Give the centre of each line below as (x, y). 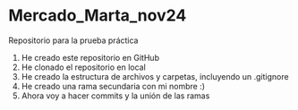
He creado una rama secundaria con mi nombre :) (113, 86)
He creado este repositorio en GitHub (90, 57)
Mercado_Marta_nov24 (98, 16)
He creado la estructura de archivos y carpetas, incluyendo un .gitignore (155, 76)
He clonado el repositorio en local (84, 67)
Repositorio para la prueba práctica (73, 40)
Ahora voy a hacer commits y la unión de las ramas (115, 96)
